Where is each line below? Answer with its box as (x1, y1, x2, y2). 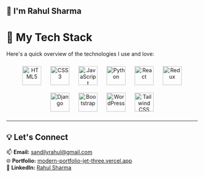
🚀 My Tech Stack (6, 30, 93, 44)
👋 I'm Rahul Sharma (6, 6, 82, 16)
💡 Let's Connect (6, 132, 69, 142)
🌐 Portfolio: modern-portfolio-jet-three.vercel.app (6, 157, 132, 164)
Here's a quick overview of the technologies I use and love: (6, 50, 155, 58)
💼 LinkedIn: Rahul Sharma (6, 164, 72, 172)
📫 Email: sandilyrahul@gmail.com (6, 149, 93, 156)
